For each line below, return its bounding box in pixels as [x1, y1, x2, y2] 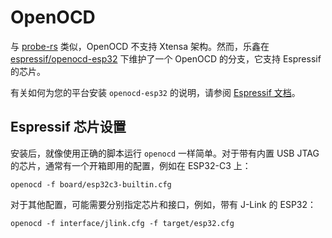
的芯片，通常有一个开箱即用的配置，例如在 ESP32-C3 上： [10, 159, 252, 171]
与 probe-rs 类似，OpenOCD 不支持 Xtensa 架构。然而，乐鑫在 [10, 40, 270, 52]
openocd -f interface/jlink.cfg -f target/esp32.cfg [10, 218, 235, 228]
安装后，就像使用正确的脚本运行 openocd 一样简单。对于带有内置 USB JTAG [10, 147, 320, 159]
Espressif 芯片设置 [10, 119, 127, 136]
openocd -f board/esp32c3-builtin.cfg [10, 179, 172, 190]
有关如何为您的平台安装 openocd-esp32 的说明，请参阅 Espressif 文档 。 [10, 86, 301, 98]
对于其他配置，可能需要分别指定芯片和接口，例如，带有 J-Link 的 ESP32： [10, 198, 317, 210]
